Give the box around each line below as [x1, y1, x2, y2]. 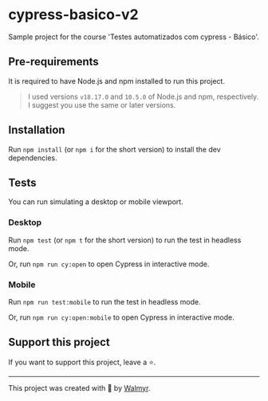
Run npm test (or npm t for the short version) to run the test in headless [8, 235, 242, 245]
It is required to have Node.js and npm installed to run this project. [8, 76, 226, 85]
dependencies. [8, 153, 57, 163]
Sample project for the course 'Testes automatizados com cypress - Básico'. [8, 32, 259, 41]
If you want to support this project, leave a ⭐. [8, 357, 156, 367]
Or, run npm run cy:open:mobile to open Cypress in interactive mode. [8, 313, 235, 322]
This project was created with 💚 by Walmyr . [8, 383, 151, 392]
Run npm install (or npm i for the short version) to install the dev [8, 144, 221, 154]
